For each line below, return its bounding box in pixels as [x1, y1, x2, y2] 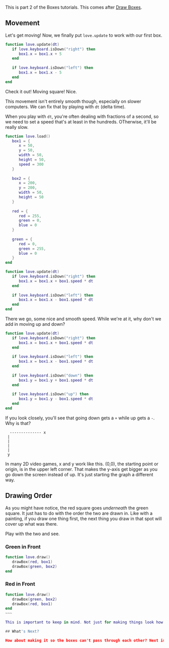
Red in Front [5, 581, 35, 588]
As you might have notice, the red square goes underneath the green [5, 505, 148, 511]
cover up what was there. [5, 521, 58, 527]
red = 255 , [18, 213, 42, 219]
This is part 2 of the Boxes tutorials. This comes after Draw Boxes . [5, 5, 142, 10]
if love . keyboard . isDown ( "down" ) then [12, 373, 94, 378]
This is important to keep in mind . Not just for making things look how [5, 620, 163, 625]
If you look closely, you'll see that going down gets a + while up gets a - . [5, 415, 155, 421]
